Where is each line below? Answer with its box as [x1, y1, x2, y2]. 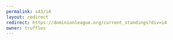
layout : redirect [6, 14, 49, 20]
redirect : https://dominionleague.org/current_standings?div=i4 [6, 19, 167, 25]
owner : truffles [6, 25, 46, 31]
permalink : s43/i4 [6, 8, 51, 15]
